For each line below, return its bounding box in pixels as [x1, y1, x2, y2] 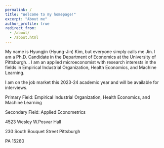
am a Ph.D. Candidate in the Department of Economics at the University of [5, 54, 156, 60]
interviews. [5, 84, 28, 90]
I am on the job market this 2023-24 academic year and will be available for [5, 79, 159, 85]
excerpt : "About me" [5, 16, 48, 21]
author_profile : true [5, 21, 50, 26]
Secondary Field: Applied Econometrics [5, 109, 86, 115]
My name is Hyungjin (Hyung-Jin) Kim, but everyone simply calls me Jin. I [5, 48, 156, 55]
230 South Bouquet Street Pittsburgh [5, 128, 81, 134]
